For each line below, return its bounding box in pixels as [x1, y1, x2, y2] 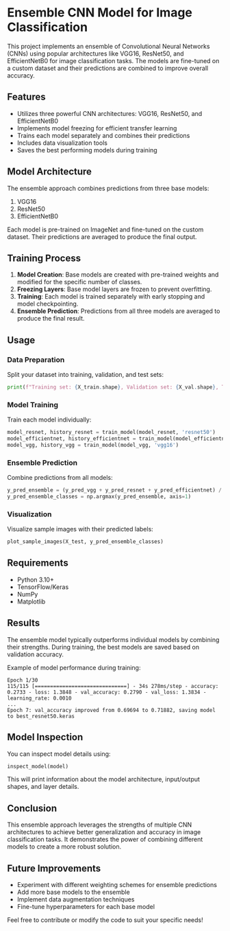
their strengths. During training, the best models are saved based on [7, 643, 200, 651]
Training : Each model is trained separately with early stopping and [16, 292, 205, 301]
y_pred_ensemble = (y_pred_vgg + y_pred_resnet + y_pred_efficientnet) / [7, 487, 222, 494]
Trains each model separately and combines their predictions [16, 131, 190, 139]
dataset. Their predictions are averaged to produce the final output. [7, 232, 197, 241]
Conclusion [7, 802, 57, 814]
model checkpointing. [16, 300, 79, 308]
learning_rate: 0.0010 [7, 695, 72, 702]
